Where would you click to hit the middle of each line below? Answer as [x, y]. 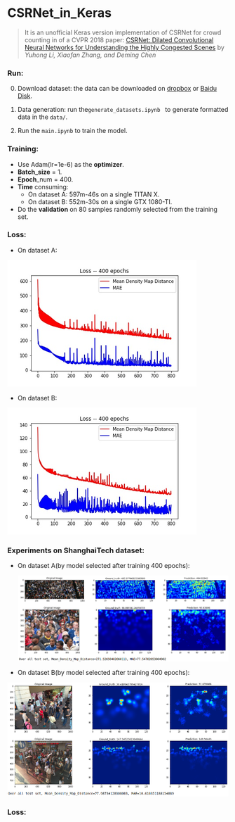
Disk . [25, 96]
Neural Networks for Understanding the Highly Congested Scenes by [124, 47]
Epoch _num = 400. [45, 179]
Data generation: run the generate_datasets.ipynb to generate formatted [123, 110]
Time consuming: [43, 186]
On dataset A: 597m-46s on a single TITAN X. [94, 194]
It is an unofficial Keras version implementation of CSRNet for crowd [123, 32]
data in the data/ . [42, 117]
